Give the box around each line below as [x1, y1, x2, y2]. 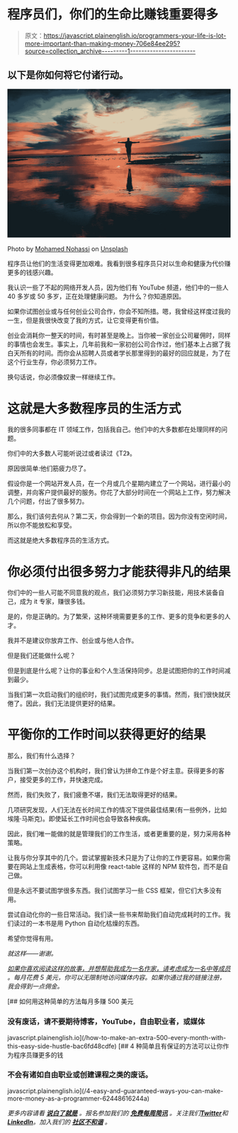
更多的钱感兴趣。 [7, 268, 57, 277]
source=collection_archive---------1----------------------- [24, 47, 196, 55]
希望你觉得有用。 [7, 934, 57, 943]
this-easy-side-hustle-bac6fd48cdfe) [7, 1041, 117, 1050]
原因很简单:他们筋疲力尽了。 [7, 464, 91, 472]
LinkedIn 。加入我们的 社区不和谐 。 [7, 1117, 111, 1126]
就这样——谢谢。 [7, 949, 58, 958]
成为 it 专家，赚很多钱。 [19, 597, 89, 606]
